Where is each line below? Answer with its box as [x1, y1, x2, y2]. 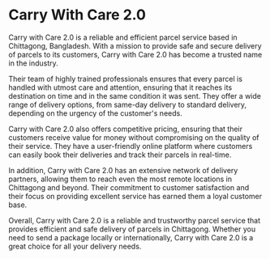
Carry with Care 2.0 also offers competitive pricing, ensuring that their [8, 124, 243, 134]
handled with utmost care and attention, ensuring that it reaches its [8, 83, 233, 92]
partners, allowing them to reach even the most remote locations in [8, 174, 233, 184]
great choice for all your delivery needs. [8, 241, 142, 251]
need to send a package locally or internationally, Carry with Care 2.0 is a [8, 232, 254, 242]
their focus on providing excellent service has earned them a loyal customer [8, 191, 262, 201]
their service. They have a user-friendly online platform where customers [8, 141, 253, 151]
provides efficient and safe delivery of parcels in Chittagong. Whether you [8, 224, 256, 234]
